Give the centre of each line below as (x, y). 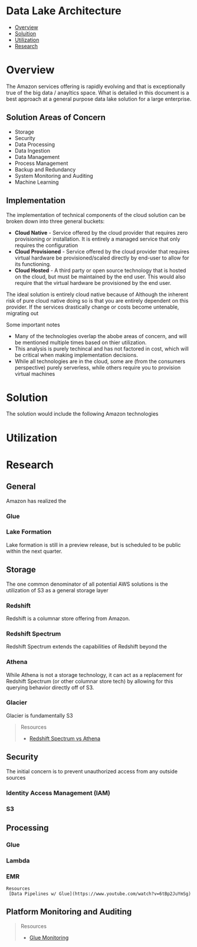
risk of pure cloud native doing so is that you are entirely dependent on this (97, 300)
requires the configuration (46, 245)
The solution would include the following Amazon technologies (82, 414)
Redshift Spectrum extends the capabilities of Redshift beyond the (86, 647)
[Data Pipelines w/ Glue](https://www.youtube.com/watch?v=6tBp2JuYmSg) (100, 894)
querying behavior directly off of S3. (50, 687)
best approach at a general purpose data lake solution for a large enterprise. (99, 99)
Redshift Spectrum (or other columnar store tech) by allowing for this (90, 681)
